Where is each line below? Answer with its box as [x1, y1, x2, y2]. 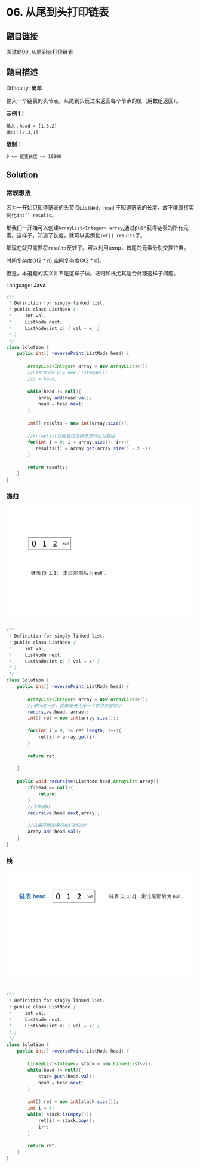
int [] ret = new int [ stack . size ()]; [27, 1099, 119, 1105]
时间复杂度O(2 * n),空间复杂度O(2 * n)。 [6, 257, 105, 264]
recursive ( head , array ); [27, 709, 90, 715]
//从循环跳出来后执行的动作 [27, 823, 87, 829]
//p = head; [27, 375, 58, 382]
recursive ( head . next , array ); [27, 810, 100, 816]
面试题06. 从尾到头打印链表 [6, 49, 73, 55]
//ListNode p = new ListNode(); [27, 369, 109, 375]
